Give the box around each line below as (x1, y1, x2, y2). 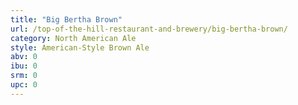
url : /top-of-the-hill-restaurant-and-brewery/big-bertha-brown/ (10, 24, 288, 34)
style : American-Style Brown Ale (10, 42, 150, 53)
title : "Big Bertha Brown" (10, 14, 123, 25)
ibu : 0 (10, 61, 38, 71)
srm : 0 (10, 71, 38, 81)
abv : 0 (10, 52, 38, 62)
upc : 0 (10, 80, 38, 90)
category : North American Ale (10, 33, 137, 43)
